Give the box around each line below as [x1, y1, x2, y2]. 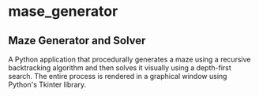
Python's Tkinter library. [8, 80, 87, 89]
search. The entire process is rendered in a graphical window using [8, 72, 227, 80]
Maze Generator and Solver [8, 34, 146, 47]
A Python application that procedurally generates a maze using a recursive [8, 54, 251, 64]
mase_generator [8, 2, 118, 21]
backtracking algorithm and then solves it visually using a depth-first [8, 63, 231, 73]
